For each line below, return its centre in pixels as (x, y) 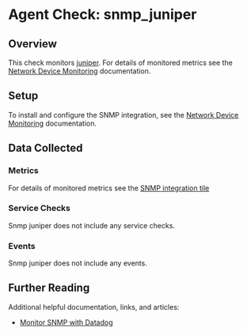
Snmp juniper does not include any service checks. (92, 225)
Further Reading (49, 288)
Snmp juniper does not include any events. (78, 263)
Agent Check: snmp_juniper (103, 15)
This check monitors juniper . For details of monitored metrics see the (121, 62)
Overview (33, 44)
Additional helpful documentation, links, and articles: (94, 307)
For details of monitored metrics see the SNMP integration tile (109, 188)
